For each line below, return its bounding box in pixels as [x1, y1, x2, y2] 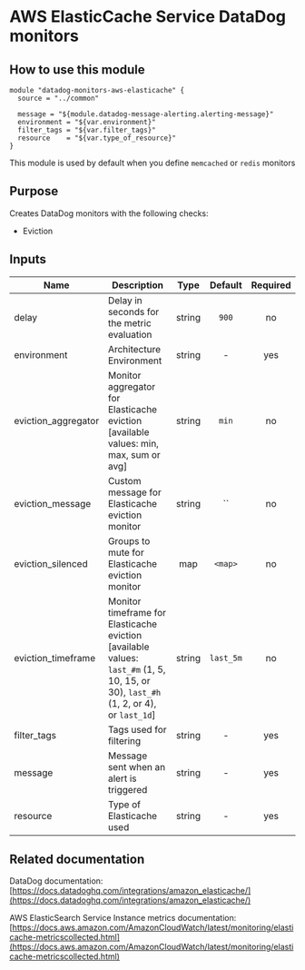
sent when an [107, 760, 166, 773]
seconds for [107, 305, 160, 318]
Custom [107, 474, 142, 487]
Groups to [107, 534, 151, 547]
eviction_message [14, 497, 92, 510]
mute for [107, 546, 144, 559]
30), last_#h [107, 686, 162, 698]
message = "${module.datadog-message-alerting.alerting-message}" [17, 110, 274, 119]
